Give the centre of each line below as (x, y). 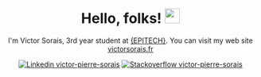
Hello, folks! (121, 19)
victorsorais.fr (130, 48)
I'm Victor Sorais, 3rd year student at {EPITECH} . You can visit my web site (130, 40)
